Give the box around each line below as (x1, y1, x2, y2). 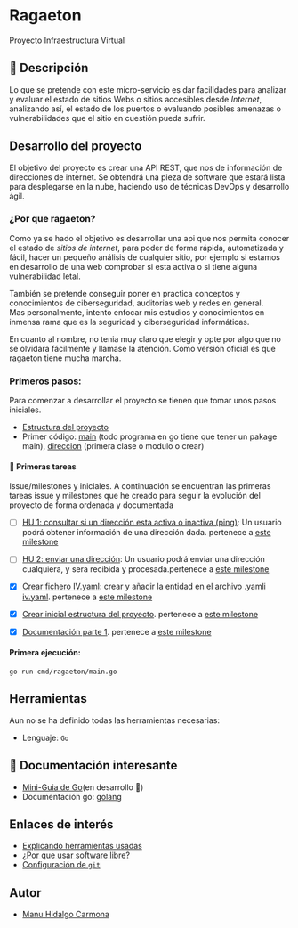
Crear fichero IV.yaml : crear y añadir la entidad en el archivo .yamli (21, 581, 267, 592)
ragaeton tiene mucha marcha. (9, 353, 122, 363)
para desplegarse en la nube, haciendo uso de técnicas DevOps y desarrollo (9, 181, 290, 191)
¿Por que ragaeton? (9, 213, 96, 225)
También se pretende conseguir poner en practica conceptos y (9, 288, 240, 298)
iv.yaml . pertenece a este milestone (21, 591, 153, 602)
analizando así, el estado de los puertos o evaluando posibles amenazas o (9, 103, 282, 114)
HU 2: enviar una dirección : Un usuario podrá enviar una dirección (21, 554, 265, 565)
